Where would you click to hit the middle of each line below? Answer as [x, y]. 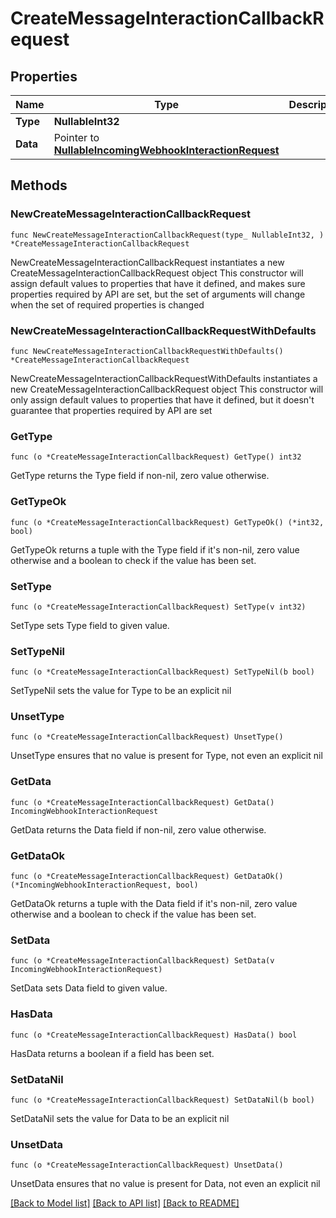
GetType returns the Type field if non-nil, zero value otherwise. [140, 476]
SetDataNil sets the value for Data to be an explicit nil [120, 1118]
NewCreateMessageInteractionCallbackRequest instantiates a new [147, 262]
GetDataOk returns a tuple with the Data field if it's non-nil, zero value [154, 904]
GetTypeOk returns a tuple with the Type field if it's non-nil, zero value [155, 549]
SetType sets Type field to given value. [90, 625]
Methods [39, 185]
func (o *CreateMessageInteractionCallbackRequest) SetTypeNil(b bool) [162, 672]
